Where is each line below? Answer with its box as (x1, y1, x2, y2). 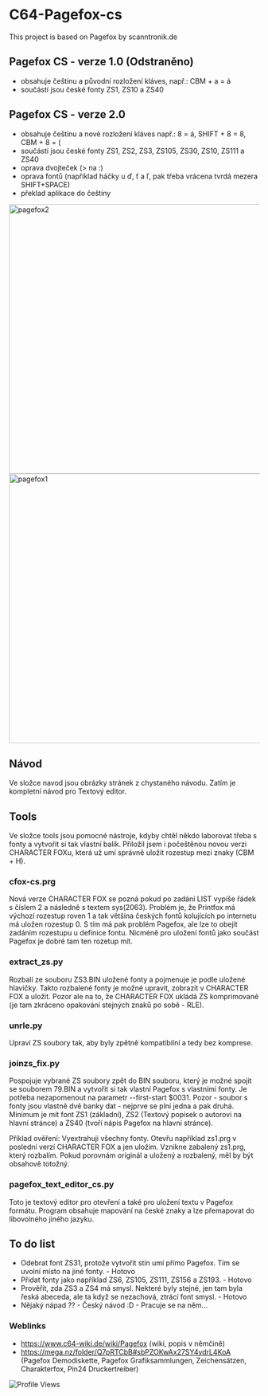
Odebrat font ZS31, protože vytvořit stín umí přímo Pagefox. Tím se (20, 1258, 240, 1268)
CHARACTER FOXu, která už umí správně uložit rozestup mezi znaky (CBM (9, 848, 254, 857)
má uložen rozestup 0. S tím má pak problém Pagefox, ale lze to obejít (9, 920, 238, 929)
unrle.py (9, 1020, 43, 1031)
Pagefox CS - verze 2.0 (9, 108, 126, 121)
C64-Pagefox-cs (9, 6, 122, 24)
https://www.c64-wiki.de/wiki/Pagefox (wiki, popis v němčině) (20, 1339, 226, 1348)
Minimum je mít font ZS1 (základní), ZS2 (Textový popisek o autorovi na (9, 1110, 242, 1120)
